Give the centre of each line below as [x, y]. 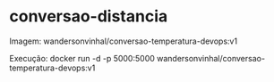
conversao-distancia [89, 16]
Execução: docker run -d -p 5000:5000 [82, 58]
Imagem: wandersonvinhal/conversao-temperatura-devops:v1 [124, 41]
